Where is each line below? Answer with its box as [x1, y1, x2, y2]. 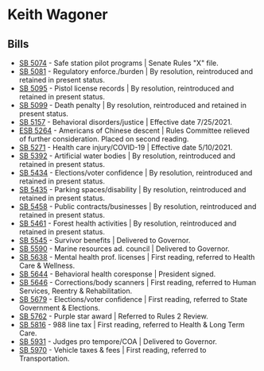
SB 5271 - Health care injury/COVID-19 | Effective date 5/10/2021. [18, 143, 233, 152]
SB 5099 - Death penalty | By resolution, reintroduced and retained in [18, 101, 247, 110]
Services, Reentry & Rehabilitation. [18, 286, 133, 296]
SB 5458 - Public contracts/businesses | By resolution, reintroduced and [18, 202, 257, 211]
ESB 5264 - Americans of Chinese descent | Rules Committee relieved [18, 126, 250, 135]
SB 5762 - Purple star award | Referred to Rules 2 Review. [18, 311, 208, 321]
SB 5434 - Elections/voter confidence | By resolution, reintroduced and [18, 168, 253, 177]
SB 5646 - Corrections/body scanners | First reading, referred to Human [18, 278, 256, 287]
